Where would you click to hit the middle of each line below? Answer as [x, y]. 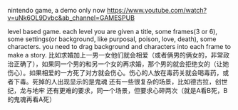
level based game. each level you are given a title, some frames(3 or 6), [112, 32]
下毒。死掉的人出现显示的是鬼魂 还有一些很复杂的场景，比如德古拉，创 [117, 82]
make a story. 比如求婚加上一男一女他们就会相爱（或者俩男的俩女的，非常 [115, 55]
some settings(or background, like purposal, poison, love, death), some [112, 39]
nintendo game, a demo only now [56, 10]
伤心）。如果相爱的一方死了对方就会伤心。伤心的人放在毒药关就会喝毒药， [115, 73]
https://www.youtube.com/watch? [157, 10]
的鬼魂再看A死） [31, 99]
